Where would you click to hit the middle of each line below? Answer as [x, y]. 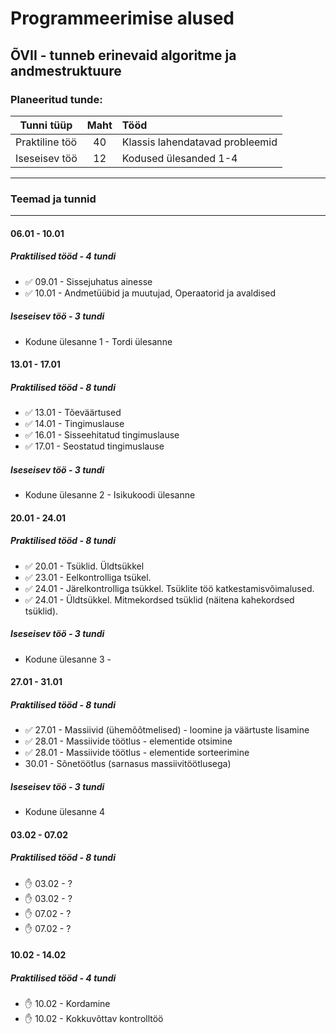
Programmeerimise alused [122, 18]
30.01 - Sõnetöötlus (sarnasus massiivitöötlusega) [128, 764]
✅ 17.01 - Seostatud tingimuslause [94, 446]
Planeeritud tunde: [56, 99]
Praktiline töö [46, 142]
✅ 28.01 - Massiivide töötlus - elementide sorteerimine [137, 753]
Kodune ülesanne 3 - [68, 659]
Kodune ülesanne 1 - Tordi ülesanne [98, 341]
